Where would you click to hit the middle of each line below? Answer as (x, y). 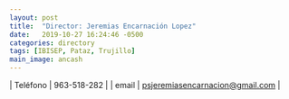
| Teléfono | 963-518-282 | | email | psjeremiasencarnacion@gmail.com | (145, 85)
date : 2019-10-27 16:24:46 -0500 (77, 34)
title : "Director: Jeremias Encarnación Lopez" (103, 26)
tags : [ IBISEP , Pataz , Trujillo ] (72, 51)
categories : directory (52, 43)
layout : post (34, 18)
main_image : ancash (46, 59)
